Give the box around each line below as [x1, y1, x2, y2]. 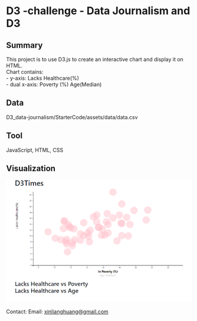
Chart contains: [6, 68, 44, 75]
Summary [6, 40, 43, 50]
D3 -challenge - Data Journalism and [6, 4, 191, 18]
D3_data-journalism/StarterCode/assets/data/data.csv [6, 113, 138, 120]
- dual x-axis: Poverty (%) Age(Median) [6, 81, 102, 88]
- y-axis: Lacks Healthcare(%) [6, 75, 80, 81]
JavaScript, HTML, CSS [6, 146, 64, 153]
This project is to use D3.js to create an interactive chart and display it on [6, 56, 184, 63]
